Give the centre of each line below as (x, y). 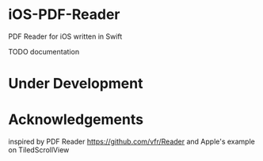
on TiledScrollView (39, 150)
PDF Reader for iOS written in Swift (65, 36)
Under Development (76, 84)
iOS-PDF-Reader (64, 15)
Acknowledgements (76, 120)
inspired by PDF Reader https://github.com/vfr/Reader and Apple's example (131, 142)
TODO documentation (44, 51)
